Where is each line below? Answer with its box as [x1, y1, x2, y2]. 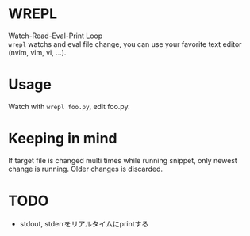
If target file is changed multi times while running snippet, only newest [8, 155, 238, 165]
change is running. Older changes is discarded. [8, 164, 163, 173]
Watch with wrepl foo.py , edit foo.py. [8, 101, 130, 111]
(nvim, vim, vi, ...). [8, 48, 67, 57]
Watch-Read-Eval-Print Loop [8, 31, 103, 40]
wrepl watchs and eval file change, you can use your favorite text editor [8, 39, 242, 48]
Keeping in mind [8, 130, 117, 147]
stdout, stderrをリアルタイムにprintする [19, 219, 149, 228]
